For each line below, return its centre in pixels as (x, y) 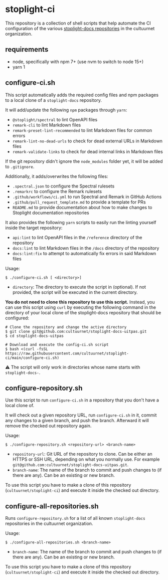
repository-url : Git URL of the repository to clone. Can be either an (82, 454)
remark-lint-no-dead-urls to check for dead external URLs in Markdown (88, 141)
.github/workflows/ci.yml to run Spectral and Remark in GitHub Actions (87, 197)
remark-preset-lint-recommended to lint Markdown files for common (82, 130)
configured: (17, 318)
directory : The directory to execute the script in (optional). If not (79, 287)
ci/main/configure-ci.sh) (32, 358)
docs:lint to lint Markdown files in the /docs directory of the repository (86, 248)
